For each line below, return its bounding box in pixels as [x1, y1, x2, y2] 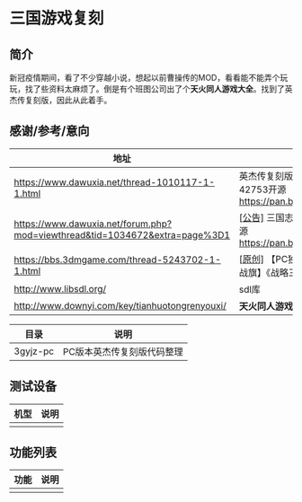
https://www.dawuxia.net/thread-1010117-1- [13, 176, 216, 189]
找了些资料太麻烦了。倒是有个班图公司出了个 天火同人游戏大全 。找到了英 [24, 84, 293, 94]
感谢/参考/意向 [9, 123, 90, 139]
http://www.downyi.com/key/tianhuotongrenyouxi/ [13, 299, 226, 312]
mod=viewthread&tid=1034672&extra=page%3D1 [13, 228, 231, 241]
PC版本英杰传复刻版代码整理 [62, 345, 184, 357]
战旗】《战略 [238, 266, 289, 278]
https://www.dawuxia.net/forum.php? [13, 217, 173, 230]
